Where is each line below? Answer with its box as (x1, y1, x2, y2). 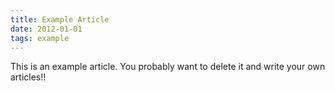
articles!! (10, 71, 47, 83)
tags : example (10, 33, 70, 43)
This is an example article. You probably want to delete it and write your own (10, 61, 326, 73)
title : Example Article (10, 14, 110, 25)
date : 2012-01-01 (10, 24, 83, 34)
